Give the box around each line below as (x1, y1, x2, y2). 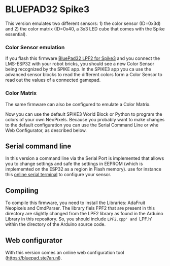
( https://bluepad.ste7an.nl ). (5, 255, 62, 261)
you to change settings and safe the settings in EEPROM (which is (5, 161, 143, 167)
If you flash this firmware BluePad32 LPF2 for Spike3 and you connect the (5, 55, 160, 61)
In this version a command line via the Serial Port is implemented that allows (5, 155, 164, 161)
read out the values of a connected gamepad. (5, 77, 101, 83)
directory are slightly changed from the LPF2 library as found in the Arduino (5, 211, 163, 217)
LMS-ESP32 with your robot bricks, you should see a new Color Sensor (5, 61, 155, 67)
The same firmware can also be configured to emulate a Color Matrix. (5, 101, 151, 107)
